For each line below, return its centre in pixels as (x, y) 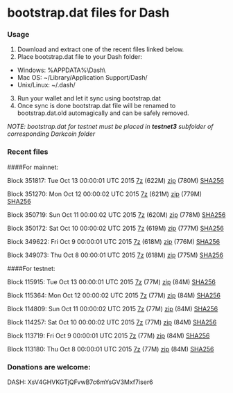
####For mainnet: (33, 167)
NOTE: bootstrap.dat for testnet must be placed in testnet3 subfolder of (110, 127)
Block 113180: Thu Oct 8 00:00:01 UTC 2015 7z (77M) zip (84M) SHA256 (111, 349)
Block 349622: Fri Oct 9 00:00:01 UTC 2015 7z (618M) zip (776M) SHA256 (114, 241)
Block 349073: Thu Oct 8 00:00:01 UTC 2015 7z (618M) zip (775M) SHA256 (115, 255)
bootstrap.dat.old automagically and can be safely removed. (103, 113)
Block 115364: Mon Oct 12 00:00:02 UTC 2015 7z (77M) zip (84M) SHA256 (114, 295)
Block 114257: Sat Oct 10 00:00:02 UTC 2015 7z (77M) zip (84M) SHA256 (112, 322)
